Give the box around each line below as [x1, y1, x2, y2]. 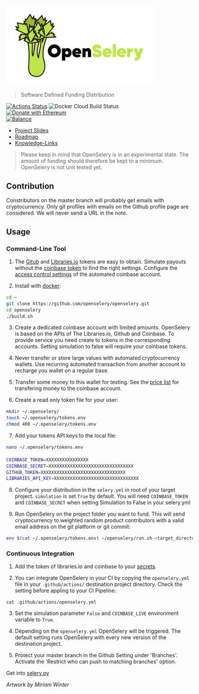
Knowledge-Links [14, 140, 58, 147]
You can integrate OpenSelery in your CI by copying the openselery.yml [14, 574, 190, 582]
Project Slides [14, 127, 49, 134]
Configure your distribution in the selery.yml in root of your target [14, 486, 176, 494]
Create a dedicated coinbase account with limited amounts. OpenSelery [14, 324, 191, 331]
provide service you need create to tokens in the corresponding [14, 337, 171, 344]
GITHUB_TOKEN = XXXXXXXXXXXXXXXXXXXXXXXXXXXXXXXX [6, 469, 126, 475]
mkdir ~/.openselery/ [6, 409, 60, 414]
